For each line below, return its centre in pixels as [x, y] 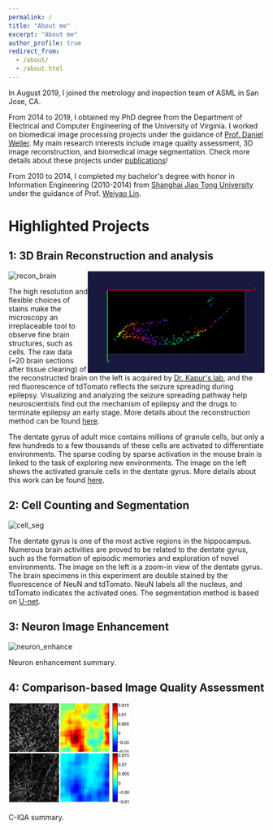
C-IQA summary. [37, 818]
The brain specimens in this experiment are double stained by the [118, 575]
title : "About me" [39, 26]
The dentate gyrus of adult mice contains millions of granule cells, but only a [136, 437]
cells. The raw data [41, 352]
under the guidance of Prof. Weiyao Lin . [75, 193]
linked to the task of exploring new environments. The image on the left [128, 463]
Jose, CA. [25, 101]
